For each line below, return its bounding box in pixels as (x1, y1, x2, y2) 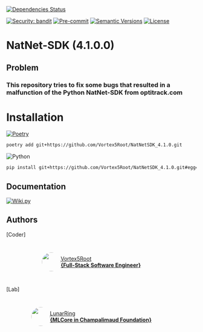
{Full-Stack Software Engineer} (60, 261, 141, 269)
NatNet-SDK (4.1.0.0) (6, 39, 115, 53)
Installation (6, 110, 64, 124)
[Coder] (6, 231, 26, 238)
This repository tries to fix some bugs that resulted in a (6, 80, 171, 89)
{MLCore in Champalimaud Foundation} (50, 316, 152, 323)
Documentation (6, 181, 66, 191)
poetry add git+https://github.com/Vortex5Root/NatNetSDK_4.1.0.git (6, 142, 182, 148)
